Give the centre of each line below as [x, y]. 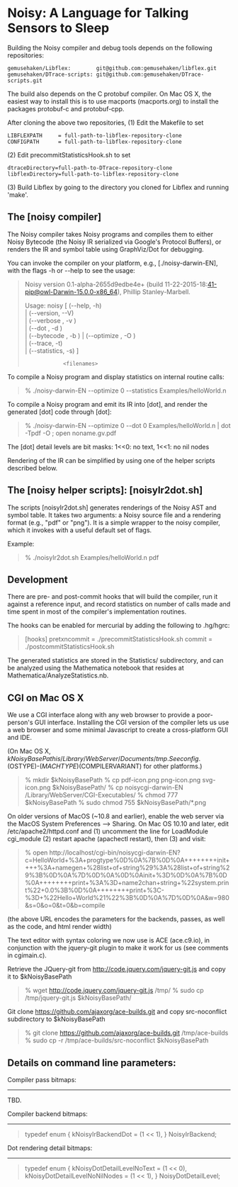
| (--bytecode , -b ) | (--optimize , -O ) [80, 335]
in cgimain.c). [27, 955]
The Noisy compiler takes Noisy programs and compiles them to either [110, 234]
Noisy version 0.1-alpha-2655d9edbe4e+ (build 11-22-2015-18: [116, 284]
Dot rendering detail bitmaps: [50, 1148]
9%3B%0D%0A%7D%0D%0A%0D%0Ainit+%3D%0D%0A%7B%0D [126, 875]
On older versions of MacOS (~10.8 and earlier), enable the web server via [116, 816]
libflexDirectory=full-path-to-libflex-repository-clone [93, 174]
